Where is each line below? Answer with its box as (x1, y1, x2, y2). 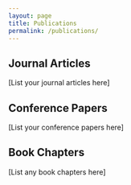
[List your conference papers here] (8, 122, 125, 132)
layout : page (8, 11, 52, 20)
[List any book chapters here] (8, 166, 106, 177)
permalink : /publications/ (8, 27, 99, 35)
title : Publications (8, 19, 78, 27)
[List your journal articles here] (8, 78, 110, 88)
